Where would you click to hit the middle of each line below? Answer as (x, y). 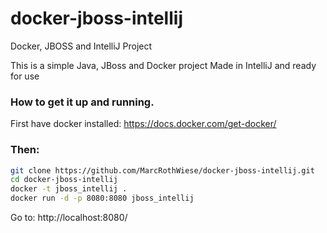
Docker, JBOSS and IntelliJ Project (81, 46)
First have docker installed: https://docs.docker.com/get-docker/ (143, 124)
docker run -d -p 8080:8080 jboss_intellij (102, 198)
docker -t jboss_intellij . (69, 189)
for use (25, 76)
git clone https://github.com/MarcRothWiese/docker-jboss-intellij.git (162, 170)
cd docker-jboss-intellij (64, 180)
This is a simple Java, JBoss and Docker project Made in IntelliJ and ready (163, 65)
